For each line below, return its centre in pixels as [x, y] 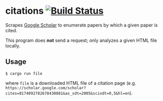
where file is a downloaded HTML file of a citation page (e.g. [71, 83]
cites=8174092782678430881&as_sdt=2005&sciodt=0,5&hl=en [68, 93]
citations [24, 11]
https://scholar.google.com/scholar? [46, 88]
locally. [13, 45]
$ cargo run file [24, 73]
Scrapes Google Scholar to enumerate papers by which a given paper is [81, 25]
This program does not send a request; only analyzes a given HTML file [81, 40]
